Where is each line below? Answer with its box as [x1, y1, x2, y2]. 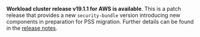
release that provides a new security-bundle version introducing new [6, 12, 180, 19]
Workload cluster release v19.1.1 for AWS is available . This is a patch [6, 5, 182, 12]
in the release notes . [6, 24, 58, 32]
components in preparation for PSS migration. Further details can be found [6, 18, 194, 25]
